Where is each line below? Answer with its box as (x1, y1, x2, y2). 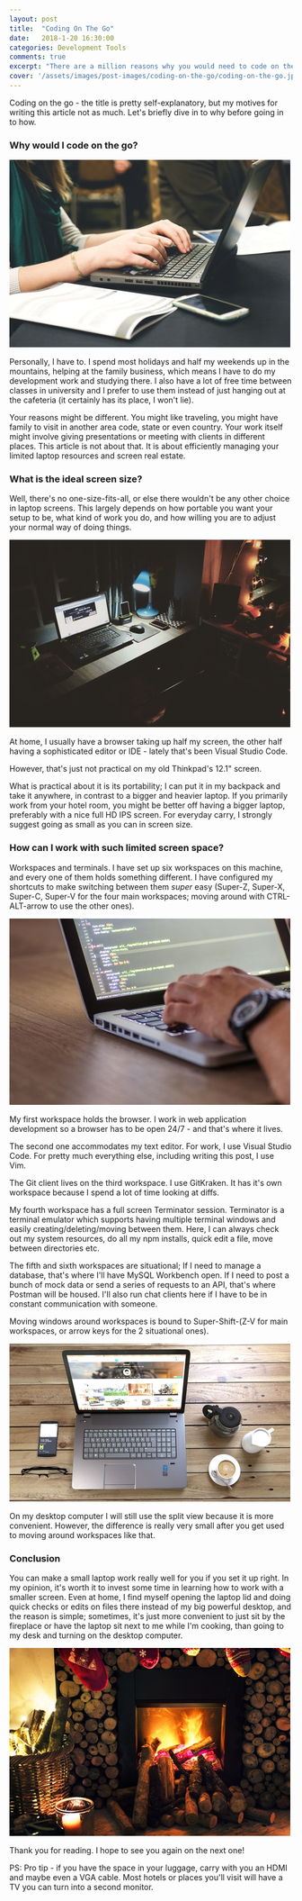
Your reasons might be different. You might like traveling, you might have (9, 412, 279, 423)
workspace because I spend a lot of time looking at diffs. (9, 1187, 220, 1198)
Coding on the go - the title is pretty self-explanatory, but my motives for (9, 97, 279, 108)
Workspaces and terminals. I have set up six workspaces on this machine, (9, 862, 283, 873)
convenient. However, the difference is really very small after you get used (9, 1520, 285, 1531)
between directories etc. (9, 1243, 101, 1254)
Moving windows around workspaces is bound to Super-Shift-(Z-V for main (9, 1316, 289, 1326)
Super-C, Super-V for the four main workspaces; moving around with (9, 891, 265, 901)
